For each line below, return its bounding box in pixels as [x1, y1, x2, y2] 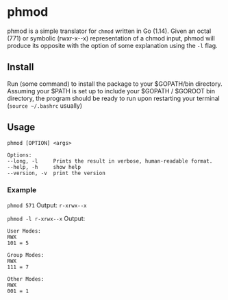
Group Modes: [7, 251, 45, 258]
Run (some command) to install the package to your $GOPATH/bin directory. [7, 80, 223, 88]
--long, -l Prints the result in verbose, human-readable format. [7, 157, 213, 165]
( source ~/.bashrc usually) [7, 101, 83, 110]
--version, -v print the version [7, 170, 106, 176]
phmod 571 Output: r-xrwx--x [7, 200, 87, 209]
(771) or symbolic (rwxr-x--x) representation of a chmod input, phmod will [7, 34, 216, 42]
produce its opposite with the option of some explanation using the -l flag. [7, 41, 218, 49]
